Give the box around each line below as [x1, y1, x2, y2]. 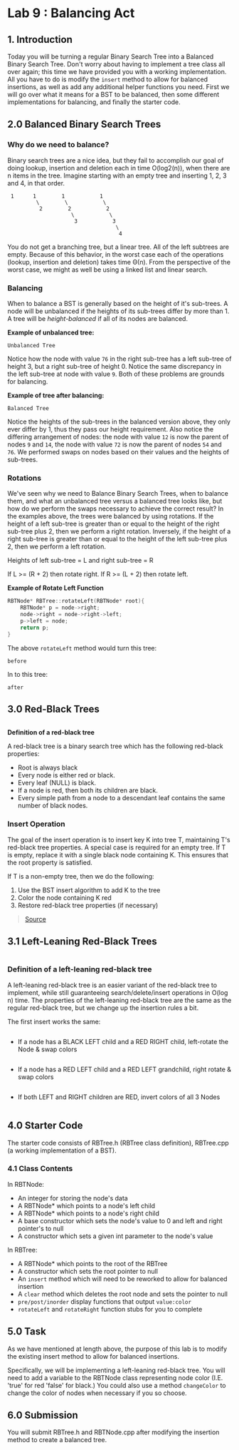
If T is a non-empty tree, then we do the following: [7, 872, 154, 880]
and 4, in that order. [7, 178, 65, 187]
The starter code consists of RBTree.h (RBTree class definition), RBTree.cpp [7, 1138, 229, 1147]
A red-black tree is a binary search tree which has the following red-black [7, 742, 223, 750]
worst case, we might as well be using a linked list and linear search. [7, 265, 208, 274]
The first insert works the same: [7, 1017, 101, 1026]
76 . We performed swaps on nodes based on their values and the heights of [7, 447, 230, 456]
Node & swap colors [17, 1045, 78, 1053]
